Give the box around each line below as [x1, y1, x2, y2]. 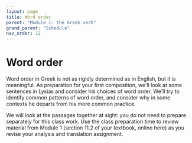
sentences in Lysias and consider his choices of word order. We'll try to [6, 88, 180, 95]
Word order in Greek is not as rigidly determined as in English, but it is [6, 75, 176, 82]
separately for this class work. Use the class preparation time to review [6, 118, 179, 125]
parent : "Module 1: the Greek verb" [6, 19, 96, 25]
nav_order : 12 [6, 31, 41, 36]
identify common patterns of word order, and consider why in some [6, 94, 171, 101]
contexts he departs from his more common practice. [6, 101, 136, 108]
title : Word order [6, 14, 51, 20]
